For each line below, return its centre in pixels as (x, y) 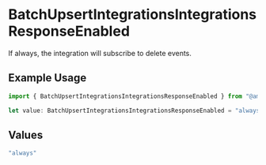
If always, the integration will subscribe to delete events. (100, 53)
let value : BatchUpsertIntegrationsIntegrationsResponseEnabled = (120, 111)
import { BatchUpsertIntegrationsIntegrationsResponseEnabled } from (125, 96)
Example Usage (47, 78)
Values (26, 135)
